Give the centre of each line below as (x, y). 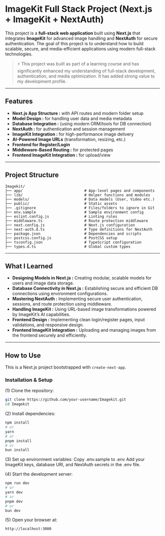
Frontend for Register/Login (41, 144)
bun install (17, 450)
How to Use (23, 355)
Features (19, 101)
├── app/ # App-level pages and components (80, 191)
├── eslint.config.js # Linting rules (61, 216)
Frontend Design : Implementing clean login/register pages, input (78, 320)
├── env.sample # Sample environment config (74, 212)
